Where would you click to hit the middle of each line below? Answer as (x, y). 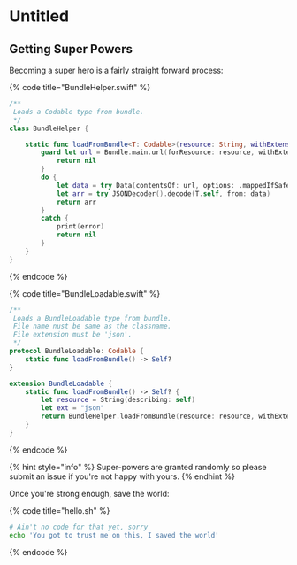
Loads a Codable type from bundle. (78, 112)
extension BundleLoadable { (61, 383)
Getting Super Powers (71, 49)
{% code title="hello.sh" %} (60, 510)
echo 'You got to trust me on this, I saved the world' (114, 535)
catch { (55, 219)
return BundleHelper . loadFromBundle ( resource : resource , (148, 417)
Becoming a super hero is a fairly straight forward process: (116, 70)
